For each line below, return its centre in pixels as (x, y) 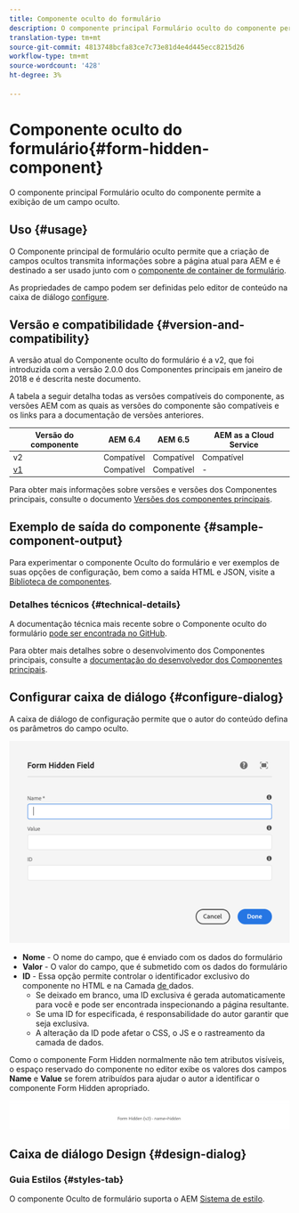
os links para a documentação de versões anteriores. (107, 415)
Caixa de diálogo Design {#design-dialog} (128, 1155)
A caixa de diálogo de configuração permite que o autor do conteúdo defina (149, 719)
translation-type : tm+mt (55, 37)
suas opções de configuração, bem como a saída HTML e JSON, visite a (142, 572)
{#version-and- (200, 325)
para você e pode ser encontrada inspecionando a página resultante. (162, 1004)
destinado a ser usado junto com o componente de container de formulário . (148, 270)
